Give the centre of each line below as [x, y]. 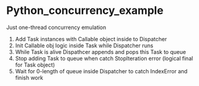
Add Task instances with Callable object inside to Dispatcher [91, 39]
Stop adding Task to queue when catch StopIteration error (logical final [104, 58]
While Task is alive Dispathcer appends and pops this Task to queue [100, 51]
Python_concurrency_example [85, 11]
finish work [29, 78]
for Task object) [35, 65]
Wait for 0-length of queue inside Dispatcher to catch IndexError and [101, 71]
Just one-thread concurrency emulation [56, 27]
